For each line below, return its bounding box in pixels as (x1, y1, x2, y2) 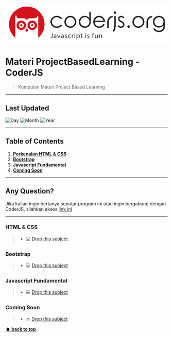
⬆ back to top (5, 326, 36, 332)
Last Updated (5, 103, 49, 112)
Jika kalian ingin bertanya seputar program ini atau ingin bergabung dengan (5, 200, 166, 207)
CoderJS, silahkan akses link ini (5, 206, 72, 212)
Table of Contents (5, 137, 64, 146)
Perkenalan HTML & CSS (12, 151, 67, 157)
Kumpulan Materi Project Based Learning (18, 84, 106, 90)
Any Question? (5, 187, 54, 196)
